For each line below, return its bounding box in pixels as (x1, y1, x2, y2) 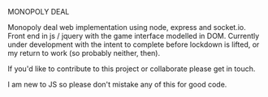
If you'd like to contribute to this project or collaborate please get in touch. (7, 64, 256, 74)
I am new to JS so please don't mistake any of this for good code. (7, 80, 227, 89)
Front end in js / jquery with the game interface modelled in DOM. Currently (7, 32, 260, 40)
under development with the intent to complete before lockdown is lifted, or (7, 40, 260, 49)
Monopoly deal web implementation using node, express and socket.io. (7, 23, 247, 32)
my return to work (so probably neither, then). (7, 48, 160, 57)
